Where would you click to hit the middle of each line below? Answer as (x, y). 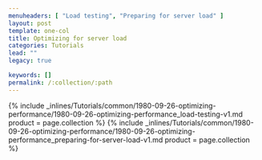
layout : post (30, 23)
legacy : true (30, 61)
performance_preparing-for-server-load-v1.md (86, 139)
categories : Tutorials (46, 46)
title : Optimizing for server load (68, 38)
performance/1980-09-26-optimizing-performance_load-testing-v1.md (125, 114)
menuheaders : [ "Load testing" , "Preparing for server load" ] (116, 16)
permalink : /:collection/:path (60, 82)
